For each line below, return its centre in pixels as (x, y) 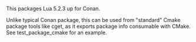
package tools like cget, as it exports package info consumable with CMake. (99, 26)
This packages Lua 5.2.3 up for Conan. (53, 9)
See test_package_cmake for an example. (57, 33)
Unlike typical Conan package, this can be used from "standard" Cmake (93, 20)
